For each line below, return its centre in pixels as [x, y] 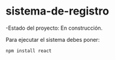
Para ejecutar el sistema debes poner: [53, 39]
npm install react [29, 51]
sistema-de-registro [57, 11]
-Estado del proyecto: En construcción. [54, 28]
